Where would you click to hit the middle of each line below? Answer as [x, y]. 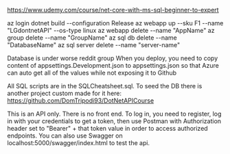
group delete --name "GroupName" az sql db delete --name [92, 38]
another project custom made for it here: [65, 93]
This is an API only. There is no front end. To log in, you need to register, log [114, 114]
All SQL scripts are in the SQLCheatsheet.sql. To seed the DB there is [105, 86]
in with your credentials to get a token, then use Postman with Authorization [114, 121]
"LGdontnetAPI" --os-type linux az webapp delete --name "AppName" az [111, 30]
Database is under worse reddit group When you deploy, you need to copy [113, 58]
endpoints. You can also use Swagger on [65, 136]
